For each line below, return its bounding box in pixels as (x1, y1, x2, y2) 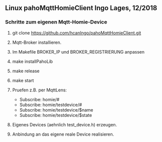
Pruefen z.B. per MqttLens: (12, 87, 67, 93)
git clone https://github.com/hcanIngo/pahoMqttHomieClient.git (12, 29, 141, 36)
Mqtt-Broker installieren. (12, 39, 62, 45)
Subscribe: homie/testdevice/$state (19, 112, 92, 118)
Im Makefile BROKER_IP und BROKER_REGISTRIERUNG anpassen (12, 49, 145, 55)
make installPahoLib (12, 58, 53, 64)
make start (12, 77, 34, 83)
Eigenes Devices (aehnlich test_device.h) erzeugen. (12, 121, 117, 127)
